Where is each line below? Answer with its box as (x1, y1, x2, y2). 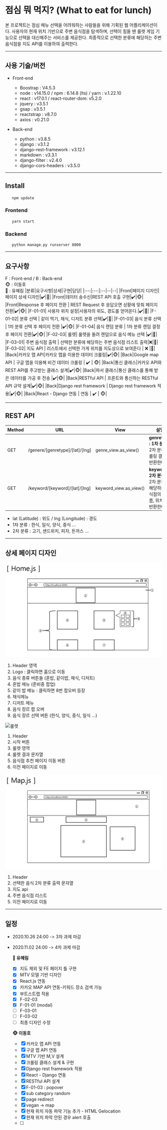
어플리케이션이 (129, 22, 158, 28)
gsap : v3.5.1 (19, 106, 46, 112)
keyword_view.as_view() (95, 485, 145, 491)
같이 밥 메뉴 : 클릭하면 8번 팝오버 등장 (12, 688, 85, 694)
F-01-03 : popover (26, 1084, 64, 1090)
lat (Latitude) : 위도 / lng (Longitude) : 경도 (12, 515, 97, 522)
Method (7, 426, 24, 432)
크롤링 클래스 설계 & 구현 (26, 1059, 75, 1065)
